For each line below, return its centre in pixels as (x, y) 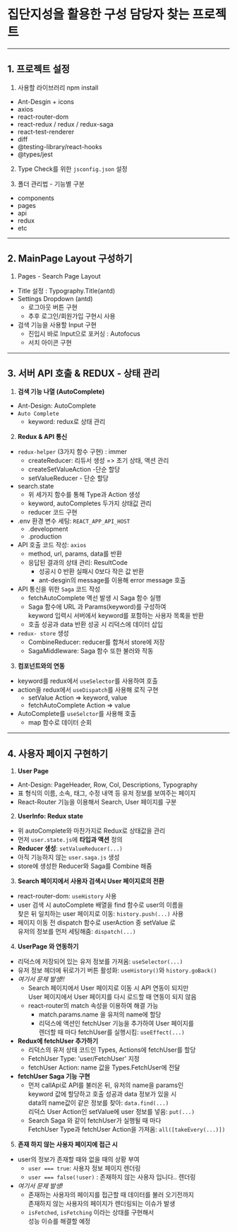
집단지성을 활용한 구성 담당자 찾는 (98, 14)
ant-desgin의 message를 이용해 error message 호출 (112, 580)
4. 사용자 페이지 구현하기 (57, 753)
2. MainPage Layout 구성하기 (70, 259)
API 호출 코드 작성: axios (52, 545)
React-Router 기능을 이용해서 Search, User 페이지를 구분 (97, 802)
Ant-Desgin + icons (45, 101)
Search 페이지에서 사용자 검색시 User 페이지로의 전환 (91, 881)
